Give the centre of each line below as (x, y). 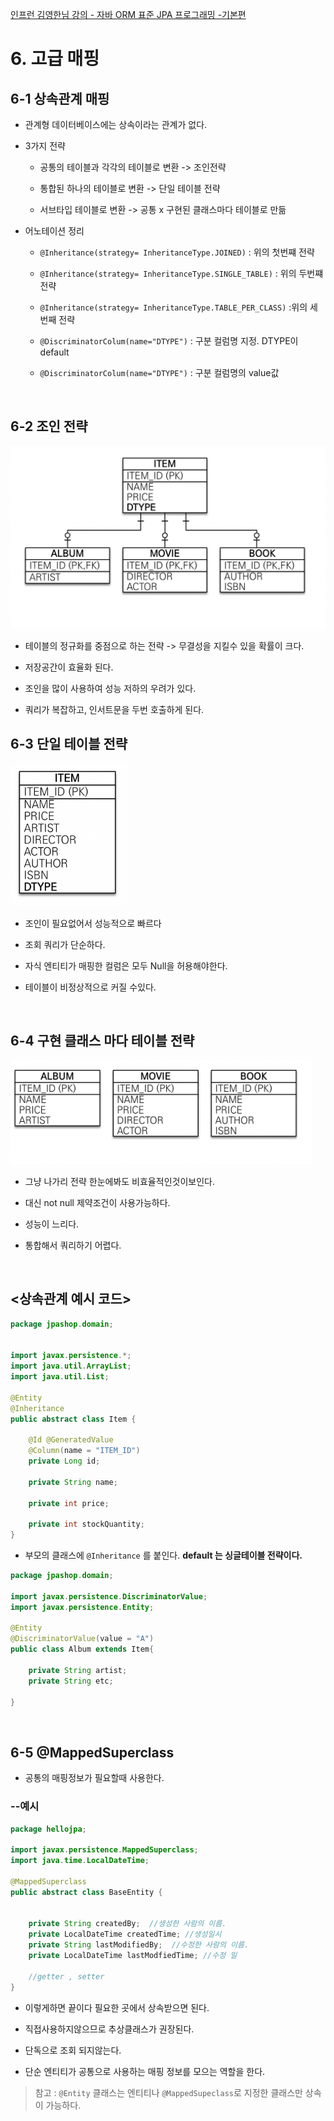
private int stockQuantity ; (86, 1524)
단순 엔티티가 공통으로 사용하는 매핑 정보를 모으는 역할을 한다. (145, 2071)
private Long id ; (64, 1461)
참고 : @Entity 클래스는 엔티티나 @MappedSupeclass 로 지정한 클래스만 (168, 2092)
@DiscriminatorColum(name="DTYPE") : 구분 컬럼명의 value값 (159, 372)
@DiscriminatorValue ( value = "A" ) (82, 1639)
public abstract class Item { (73, 1419)
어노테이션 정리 (54, 231)
